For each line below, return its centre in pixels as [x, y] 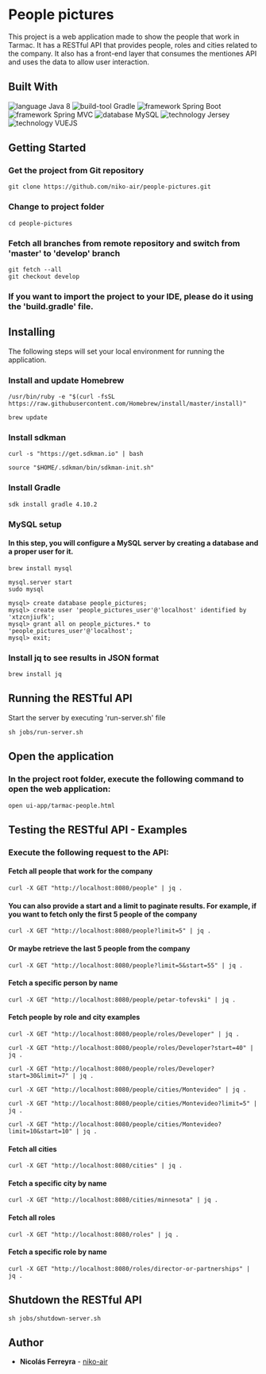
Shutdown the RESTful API [75, 1300]
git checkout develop [44, 277]
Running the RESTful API [70, 699]
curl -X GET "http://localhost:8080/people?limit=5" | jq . [110, 931]
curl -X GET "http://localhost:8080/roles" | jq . [94, 1234]
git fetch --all [35, 270]
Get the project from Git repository [76, 171]
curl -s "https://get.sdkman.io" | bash [76, 454]
